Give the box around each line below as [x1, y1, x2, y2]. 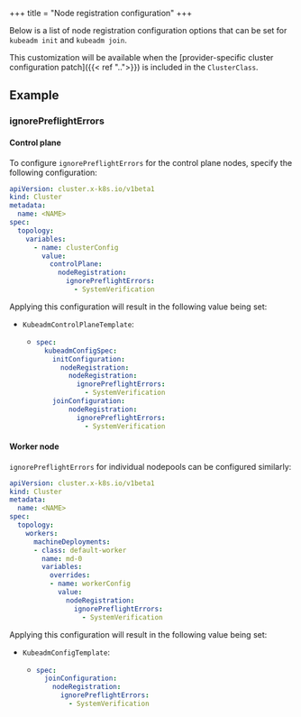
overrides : [49, 571, 91, 580]
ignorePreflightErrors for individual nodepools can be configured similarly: [9, 461, 292, 472]
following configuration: [9, 167, 97, 178]
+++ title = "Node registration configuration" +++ [9, 8, 193, 18]
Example [9, 87, 59, 103]
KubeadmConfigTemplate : [22, 647, 111, 657]
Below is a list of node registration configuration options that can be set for [9, 25, 287, 35]
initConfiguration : [52, 354, 126, 363]
